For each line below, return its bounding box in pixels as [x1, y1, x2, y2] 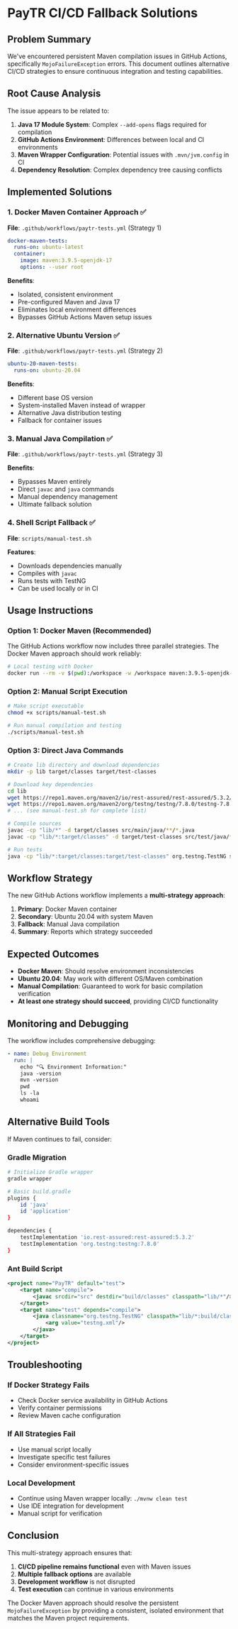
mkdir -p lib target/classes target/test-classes [7, 768, 157, 775]
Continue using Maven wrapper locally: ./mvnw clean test [17, 1494, 188, 1503]
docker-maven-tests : [7, 237, 69, 244]
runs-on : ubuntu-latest [13, 243, 84, 251]
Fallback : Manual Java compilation [17, 920, 120, 929]
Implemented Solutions [7, 186, 112, 198]
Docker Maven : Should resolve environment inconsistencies [17, 967, 194, 976]
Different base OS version [17, 393, 93, 402]
